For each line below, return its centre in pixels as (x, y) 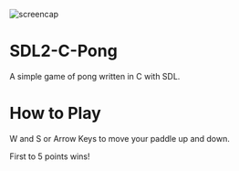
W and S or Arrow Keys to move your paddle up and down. (119, 138)
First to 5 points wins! (50, 156)
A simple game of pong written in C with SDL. (95, 76)
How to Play (56, 113)
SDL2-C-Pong (64, 51)
